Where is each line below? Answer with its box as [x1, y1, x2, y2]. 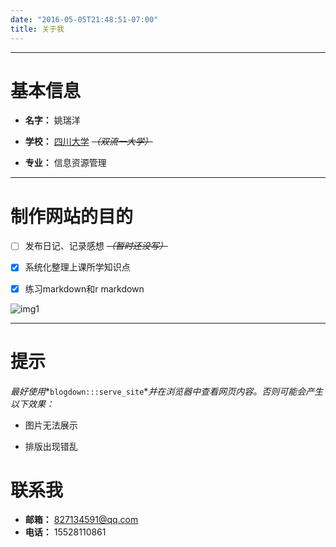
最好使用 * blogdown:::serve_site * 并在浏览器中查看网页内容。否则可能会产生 [10, 385, 324, 397]
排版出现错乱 [24, 440, 78, 452]
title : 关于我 [10, 24, 65, 34]
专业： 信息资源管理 [24, 157, 107, 169]
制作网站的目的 [10, 205, 134, 228]
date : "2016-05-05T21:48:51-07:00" [10, 14, 159, 25]
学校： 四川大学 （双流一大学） [24, 136, 153, 148]
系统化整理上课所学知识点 [24, 261, 131, 273]
